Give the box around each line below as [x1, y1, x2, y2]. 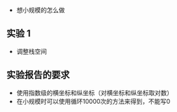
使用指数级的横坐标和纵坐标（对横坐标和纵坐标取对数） [16, 88, 173, 97]
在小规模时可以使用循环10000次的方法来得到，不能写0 [16, 97, 171, 105]
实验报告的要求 [6, 69, 70, 81]
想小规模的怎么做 [16, 6, 65, 14]
